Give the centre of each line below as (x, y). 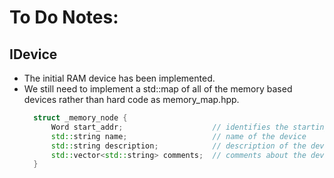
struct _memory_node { (80, 118)
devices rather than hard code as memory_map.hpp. (131, 99)
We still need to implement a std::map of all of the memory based (158, 89)
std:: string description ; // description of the (178, 146)
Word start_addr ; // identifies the (169, 127)
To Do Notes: (64, 17)
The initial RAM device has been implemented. (119, 78)
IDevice (33, 54)
